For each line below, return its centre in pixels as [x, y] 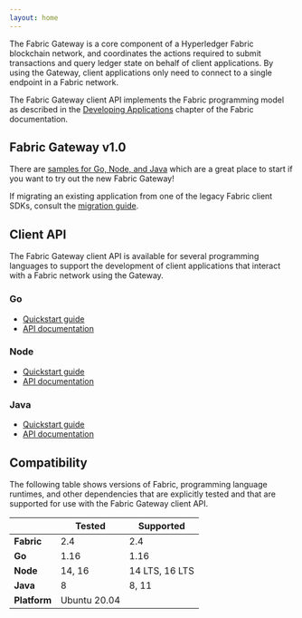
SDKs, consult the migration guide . [74, 206]
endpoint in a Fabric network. [64, 82]
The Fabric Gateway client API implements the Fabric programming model [147, 100]
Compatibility [48, 463]
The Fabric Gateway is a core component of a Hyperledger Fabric [132, 43]
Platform [33, 600]
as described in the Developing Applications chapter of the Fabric [132, 109]
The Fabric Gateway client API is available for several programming [134, 256]
